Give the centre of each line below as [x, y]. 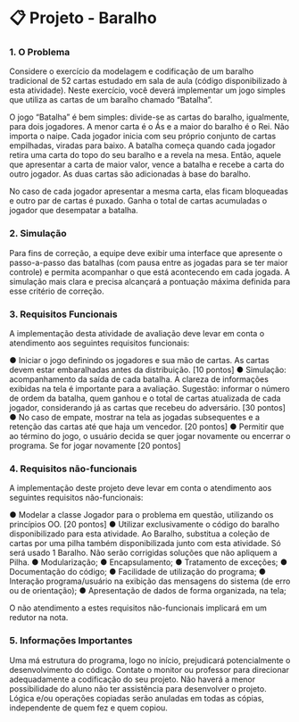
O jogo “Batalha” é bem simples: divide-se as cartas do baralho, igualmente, [149, 117]
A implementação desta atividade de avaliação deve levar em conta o [137, 334]
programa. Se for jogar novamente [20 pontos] [95, 446]
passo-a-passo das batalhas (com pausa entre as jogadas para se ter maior [149, 262]
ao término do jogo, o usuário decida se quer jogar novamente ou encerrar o [150, 436]
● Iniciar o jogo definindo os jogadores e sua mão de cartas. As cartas [139, 361]
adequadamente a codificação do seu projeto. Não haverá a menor [133, 679]
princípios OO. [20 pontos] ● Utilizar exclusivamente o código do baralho [144, 525]
